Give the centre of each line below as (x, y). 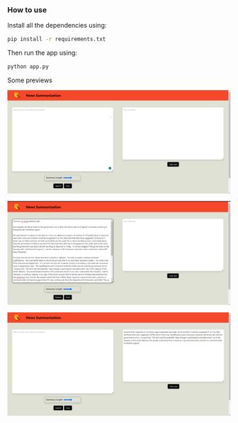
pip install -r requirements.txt (57, 39)
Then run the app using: (42, 53)
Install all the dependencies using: (57, 26)
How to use (27, 10)
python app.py (28, 67)
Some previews (30, 80)
